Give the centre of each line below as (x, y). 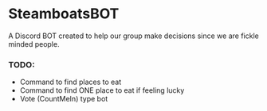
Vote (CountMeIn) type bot (64, 99)
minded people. (34, 44)
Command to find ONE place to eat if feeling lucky (102, 90)
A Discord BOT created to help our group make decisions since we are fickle (133, 36)
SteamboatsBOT (64, 14)
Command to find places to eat (71, 82)
